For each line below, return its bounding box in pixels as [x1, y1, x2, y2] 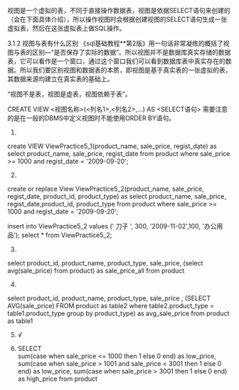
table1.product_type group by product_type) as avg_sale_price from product [7, 309, 230, 317]
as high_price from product [17, 374, 98, 383]
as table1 [7, 317, 33, 325]
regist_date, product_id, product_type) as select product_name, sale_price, [7, 192, 226, 201]
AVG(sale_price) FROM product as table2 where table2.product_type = [7, 302, 215, 310]
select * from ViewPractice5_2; [21, 231, 112, 239]
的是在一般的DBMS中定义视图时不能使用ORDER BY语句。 [7, 114, 176, 122]
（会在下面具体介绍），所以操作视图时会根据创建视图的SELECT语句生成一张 [7, 15, 228, 23]
